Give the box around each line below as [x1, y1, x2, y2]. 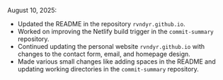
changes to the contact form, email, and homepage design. [17, 50, 191, 58]
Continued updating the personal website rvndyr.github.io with [17, 42, 205, 50]
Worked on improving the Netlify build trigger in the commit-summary [17, 28, 214, 35]
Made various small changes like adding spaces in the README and [17, 57, 216, 66]
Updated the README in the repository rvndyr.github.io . [17, 20, 185, 28]
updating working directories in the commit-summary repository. [17, 65, 200, 73]
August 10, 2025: [7, 6, 57, 14]
